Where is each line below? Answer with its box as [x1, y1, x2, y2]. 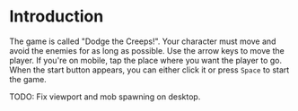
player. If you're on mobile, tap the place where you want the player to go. [9, 55, 283, 65]
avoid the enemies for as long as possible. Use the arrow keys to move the [9, 45, 285, 55]
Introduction [9, 6, 104, 27]
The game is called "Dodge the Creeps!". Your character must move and [9, 36, 276, 47]
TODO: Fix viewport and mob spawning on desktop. [9, 91, 201, 102]
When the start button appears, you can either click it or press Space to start [9, 64, 290, 75]
